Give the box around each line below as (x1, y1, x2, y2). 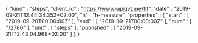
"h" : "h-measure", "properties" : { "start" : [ (80, 11, 189, 19)
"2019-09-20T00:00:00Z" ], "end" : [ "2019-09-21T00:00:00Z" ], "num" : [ (5, 18, 192, 24)
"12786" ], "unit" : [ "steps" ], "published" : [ (5, 24, 116, 31)
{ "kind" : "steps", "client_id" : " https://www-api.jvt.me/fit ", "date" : (5, 5, 172, 12)
